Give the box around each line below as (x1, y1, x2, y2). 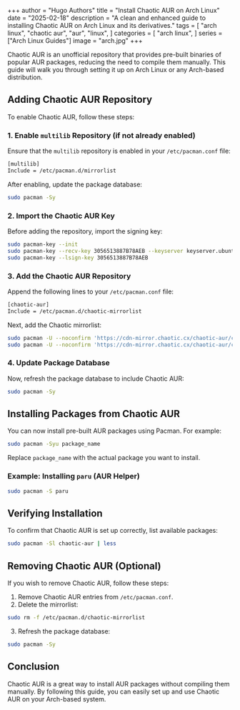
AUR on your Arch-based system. (7, 694, 106, 703)
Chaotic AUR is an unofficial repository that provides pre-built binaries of (7, 50, 221, 59)
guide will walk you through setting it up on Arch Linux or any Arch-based (7, 66, 224, 74)
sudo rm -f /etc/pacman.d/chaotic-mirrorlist (7, 614, 145, 621)
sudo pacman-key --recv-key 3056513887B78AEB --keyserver (7, 247, 184, 254)
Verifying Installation (7, 507, 103, 519)
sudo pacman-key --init (7, 241, 79, 249)
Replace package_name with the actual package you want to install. (7, 454, 201, 462)
